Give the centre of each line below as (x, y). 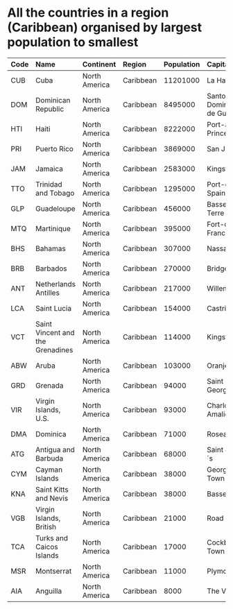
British (46, 526)
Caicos (47, 547)
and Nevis (52, 498)
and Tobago (55, 193)
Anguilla (49, 591)
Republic (50, 109)
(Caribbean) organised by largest (105, 27)
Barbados (51, 268)
